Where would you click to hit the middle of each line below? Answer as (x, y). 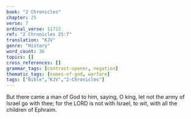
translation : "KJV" (31, 40)
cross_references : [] (34, 63)
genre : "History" (28, 46)
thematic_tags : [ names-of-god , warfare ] (58, 74)
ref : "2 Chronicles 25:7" (39, 35)
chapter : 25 (21, 18)
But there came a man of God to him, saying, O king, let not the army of (95, 97)
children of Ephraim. (32, 110)
